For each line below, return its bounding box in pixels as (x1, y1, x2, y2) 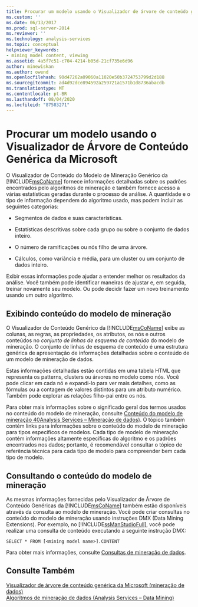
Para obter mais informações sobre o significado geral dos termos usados (6, 403, 186, 411)
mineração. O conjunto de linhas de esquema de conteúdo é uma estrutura (6, 343, 189, 350)
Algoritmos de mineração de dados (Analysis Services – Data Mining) (6, 594, 174, 601)
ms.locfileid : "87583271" (6, 101, 70, 108)
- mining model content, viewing (6, 53, 88, 58)
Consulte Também (6, 566, 75, 576)
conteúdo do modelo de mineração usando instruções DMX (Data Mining (6, 514, 184, 522)
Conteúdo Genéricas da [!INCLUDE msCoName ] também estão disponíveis (6, 502, 187, 509)
